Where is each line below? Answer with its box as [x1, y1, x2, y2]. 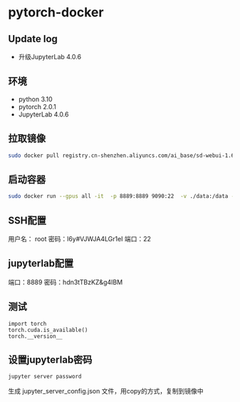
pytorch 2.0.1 [18, 102, 56, 111]
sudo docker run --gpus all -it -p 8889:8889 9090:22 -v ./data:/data [8, 193, 229, 200]
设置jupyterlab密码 [8, 354, 93, 366]
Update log [8, 33, 58, 45]
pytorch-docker [8, 4, 104, 21]
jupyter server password [8, 373, 82, 381]
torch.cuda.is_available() [8, 326, 88, 333]
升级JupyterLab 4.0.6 [18, 53, 81, 61]
